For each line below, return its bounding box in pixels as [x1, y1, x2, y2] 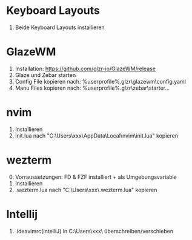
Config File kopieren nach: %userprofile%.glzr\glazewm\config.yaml [15, 78, 187, 85]
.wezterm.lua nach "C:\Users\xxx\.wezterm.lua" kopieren [15, 186, 157, 193]
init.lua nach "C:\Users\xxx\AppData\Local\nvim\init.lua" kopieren [15, 132, 179, 139]
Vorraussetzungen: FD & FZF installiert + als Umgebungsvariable [15, 173, 177, 181]
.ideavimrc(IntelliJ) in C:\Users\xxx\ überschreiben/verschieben [15, 227, 174, 235]
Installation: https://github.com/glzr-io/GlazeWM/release [15, 65, 156, 72]
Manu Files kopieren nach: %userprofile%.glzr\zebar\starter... [15, 84, 170, 92]
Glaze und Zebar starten [15, 71, 76, 79]
